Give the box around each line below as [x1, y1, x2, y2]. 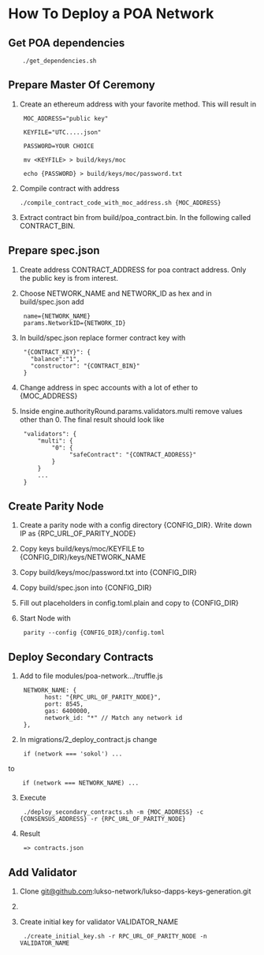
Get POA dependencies [8, 36, 125, 50]
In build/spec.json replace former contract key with [19, 333, 186, 342]
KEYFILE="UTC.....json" [23, 128, 102, 136]
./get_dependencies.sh [22, 57, 97, 65]
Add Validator [8, 865, 77, 879]
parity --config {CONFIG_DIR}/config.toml [23, 629, 165, 637]
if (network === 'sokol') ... [23, 750, 123, 758]
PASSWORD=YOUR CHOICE [23, 142, 95, 150]
